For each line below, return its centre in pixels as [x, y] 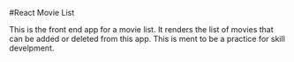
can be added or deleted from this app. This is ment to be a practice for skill [147, 39]
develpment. [32, 48]
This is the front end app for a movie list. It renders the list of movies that [141, 29]
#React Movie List [42, 13]
